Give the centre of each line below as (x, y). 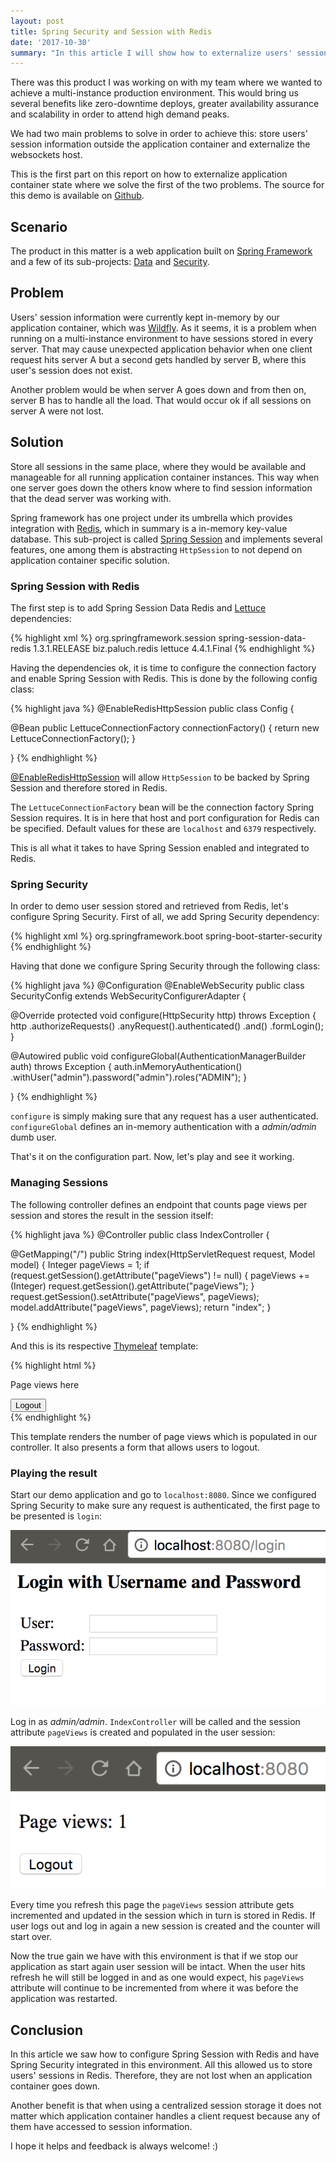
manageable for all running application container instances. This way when (165, 477)
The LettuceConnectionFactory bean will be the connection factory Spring (162, 807)
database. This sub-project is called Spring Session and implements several (166, 539)
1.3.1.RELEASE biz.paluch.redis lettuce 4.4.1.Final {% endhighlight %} (174, 648)
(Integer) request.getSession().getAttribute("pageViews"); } (132, 1286)
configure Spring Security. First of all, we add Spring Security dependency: (165, 917)
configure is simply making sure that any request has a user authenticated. (164, 1116)
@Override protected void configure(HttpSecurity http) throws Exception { (163, 1016)
